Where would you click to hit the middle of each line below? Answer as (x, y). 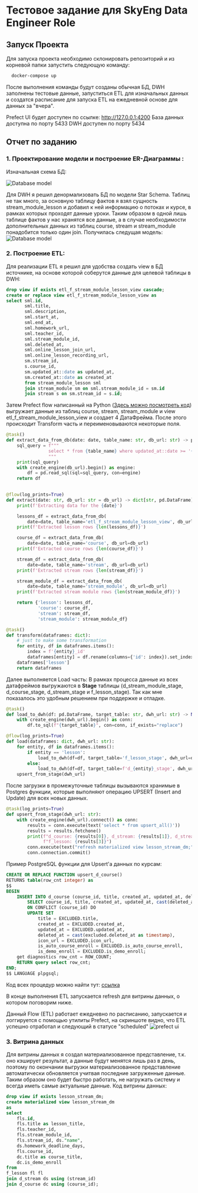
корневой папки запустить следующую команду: (68, 65)
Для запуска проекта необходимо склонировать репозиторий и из (90, 59)
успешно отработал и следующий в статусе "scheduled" (77, 1026)
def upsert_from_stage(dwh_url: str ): (54, 815)
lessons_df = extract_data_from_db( (62, 516)
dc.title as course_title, (50, 1157)
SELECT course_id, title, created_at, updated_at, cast (97, 902)
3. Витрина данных (35, 1042)
